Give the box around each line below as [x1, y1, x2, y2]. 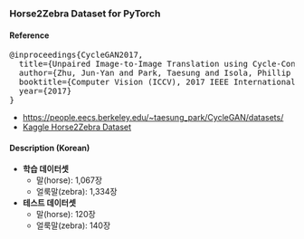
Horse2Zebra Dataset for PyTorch [9, 7, 161, 20]
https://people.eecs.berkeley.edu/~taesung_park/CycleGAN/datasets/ [22, 112, 284, 123]
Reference [9, 30, 50, 41]
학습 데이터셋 [22, 164, 70, 175]
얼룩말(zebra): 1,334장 [35, 186, 118, 197]
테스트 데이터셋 [22, 197, 77, 208]
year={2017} [18, 86, 72, 97]
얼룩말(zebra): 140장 [35, 220, 111, 231]
